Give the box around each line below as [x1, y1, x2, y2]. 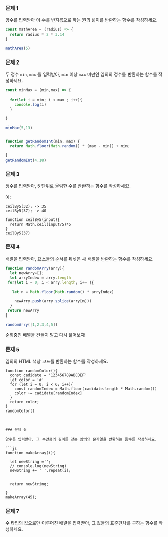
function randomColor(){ [5, 368, 58, 374]
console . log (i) [14, 102, 47, 107]
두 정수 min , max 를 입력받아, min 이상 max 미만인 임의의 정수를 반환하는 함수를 [5, 71, 158, 77]
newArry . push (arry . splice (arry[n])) [14, 299, 92, 304]
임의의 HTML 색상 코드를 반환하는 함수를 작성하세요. [5, 358, 109, 364]
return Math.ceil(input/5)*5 [10, 222, 71, 227]
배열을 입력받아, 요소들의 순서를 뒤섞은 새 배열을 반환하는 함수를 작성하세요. [5, 256, 154, 262]
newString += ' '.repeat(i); [10, 468, 71, 473]
